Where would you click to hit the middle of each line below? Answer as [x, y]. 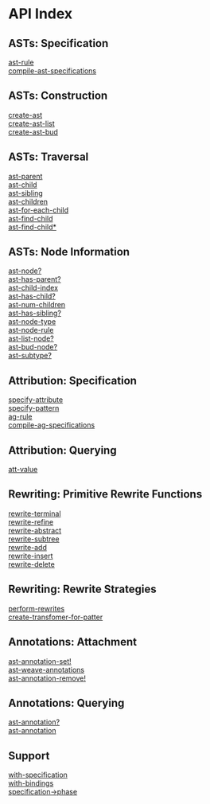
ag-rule [20, 417]
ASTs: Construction [58, 96]
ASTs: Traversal [49, 157]
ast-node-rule [31, 330]
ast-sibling [25, 193]
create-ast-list [31, 123]
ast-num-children [37, 305]
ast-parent [25, 176]
